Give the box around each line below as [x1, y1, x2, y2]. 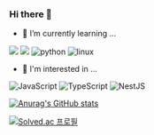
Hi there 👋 [9, 8, 53, 20]
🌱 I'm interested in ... [21, 64, 97, 75]
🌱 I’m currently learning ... [21, 28, 117, 39]
